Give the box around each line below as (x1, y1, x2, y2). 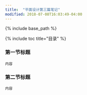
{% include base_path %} (5, 25, 57, 31)
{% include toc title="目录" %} (5, 35, 66, 41)
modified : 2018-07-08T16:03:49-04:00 (5, 12, 83, 17)
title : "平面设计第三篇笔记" (5, 7, 60, 12)
